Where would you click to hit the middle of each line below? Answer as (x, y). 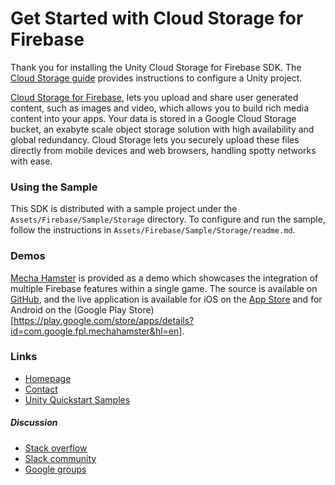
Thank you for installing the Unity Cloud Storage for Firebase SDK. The (156, 67)
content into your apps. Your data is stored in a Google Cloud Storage (153, 118)
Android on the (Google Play (68, 309)
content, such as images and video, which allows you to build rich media (160, 108)
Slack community (60, 458)
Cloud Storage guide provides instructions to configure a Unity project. (156, 78)
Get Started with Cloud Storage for (157, 18)
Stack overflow (56, 448)
